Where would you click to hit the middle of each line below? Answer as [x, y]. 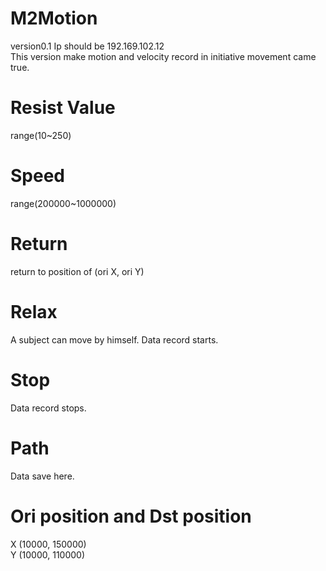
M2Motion [54, 18]
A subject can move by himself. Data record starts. [114, 339]
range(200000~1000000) [63, 203]
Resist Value [63, 108]
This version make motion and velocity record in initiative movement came [163, 56]
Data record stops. [48, 408]
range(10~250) [41, 135]
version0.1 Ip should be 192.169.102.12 [87, 46]
